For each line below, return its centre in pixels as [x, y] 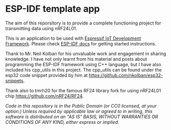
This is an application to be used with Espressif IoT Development [73, 38]
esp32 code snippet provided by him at [46, 75]
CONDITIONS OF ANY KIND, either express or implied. [62, 122]
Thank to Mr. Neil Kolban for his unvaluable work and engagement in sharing [86, 54]
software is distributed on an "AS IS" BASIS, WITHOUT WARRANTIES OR [82, 116]
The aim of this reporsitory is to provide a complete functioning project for [83, 23]
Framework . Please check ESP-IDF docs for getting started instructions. [81, 43]
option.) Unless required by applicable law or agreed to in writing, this [79, 111]
